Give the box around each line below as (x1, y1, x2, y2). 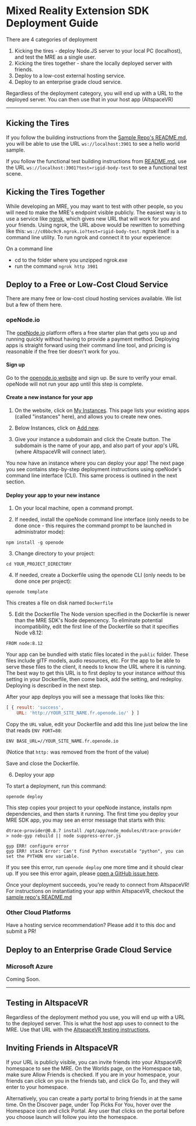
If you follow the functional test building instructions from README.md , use (6, 157, 187, 164)
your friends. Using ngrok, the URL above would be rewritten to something (6, 221, 185, 228)
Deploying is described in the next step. (6, 682, 101, 689)
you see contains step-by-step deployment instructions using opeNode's (6, 466, 182, 473)
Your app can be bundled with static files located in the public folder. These (6, 651, 188, 658)
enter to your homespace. (6, 1083, 68, 1090)
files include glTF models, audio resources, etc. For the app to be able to (6, 657, 181, 664)
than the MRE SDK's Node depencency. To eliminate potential (14, 617, 163, 624)
